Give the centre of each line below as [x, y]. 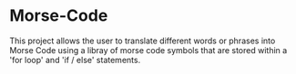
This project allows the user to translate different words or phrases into [143, 41]
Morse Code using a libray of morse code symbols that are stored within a [148, 50]
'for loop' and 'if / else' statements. [75, 60]
